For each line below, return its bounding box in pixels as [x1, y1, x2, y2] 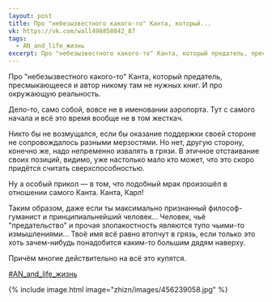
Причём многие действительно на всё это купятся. [8, 253, 187, 263]
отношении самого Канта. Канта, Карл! [8, 188, 144, 197]
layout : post [8, 11, 53, 20]
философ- [208, 203, 243, 213]
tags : [8, 34, 27, 43]
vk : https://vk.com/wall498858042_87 [8, 27, 136, 35]
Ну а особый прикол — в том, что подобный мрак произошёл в [8, 179, 228, 189]
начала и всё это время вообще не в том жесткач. [8, 113, 184, 122]
